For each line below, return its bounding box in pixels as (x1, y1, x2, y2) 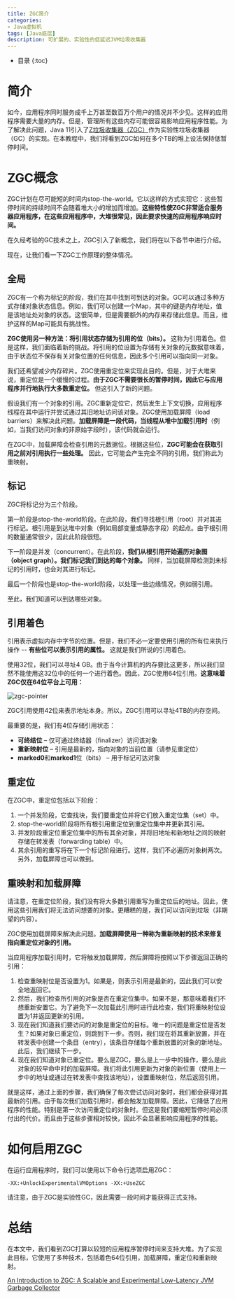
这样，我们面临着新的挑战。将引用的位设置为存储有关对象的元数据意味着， (13, 342, 228, 351)
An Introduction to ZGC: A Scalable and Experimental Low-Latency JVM (7, 1276, 215, 1284)
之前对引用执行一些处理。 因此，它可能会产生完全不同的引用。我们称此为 (13, 449, 224, 457)
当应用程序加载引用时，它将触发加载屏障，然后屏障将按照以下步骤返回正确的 (7, 953, 228, 961)
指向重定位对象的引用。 (7, 938, 75, 947)
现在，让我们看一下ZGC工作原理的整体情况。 (7, 251, 137, 259)
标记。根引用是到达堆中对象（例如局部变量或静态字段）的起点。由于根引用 (13, 523, 228, 532)
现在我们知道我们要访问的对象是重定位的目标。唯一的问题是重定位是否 (17, 1020, 220, 1029)
